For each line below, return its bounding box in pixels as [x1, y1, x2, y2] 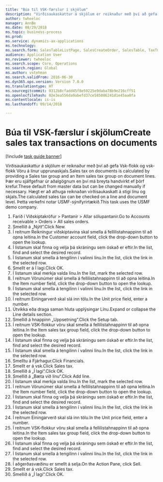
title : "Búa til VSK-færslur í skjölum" [5, 7, 89, 12]
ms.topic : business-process [5, 30, 62, 34]
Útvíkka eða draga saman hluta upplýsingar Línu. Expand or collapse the [12, 306, 156, 312]
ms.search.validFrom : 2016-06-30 [5, 75, 73, 80]
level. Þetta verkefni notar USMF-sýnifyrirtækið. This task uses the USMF [5, 199, 150, 204]
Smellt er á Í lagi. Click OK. [12, 265, 64, 271]
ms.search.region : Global [5, 66, 58, 71]
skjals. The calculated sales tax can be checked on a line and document [5, 194, 148, 199]
